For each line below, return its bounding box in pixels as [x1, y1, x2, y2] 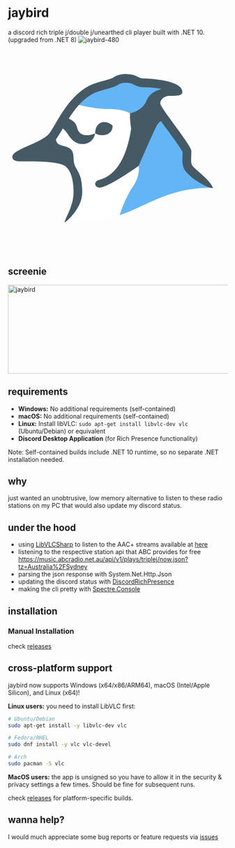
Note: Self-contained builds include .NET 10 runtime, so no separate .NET [8, 448, 219, 456]
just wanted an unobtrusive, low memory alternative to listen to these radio [8, 494, 222, 502]
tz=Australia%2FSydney [17, 563, 88, 571]
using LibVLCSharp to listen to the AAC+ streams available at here [17, 540, 209, 549]
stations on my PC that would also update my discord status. [8, 502, 182, 510]
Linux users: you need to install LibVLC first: [8, 702, 136, 710]
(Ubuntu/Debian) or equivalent [17, 427, 106, 435]
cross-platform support [8, 663, 113, 674]
